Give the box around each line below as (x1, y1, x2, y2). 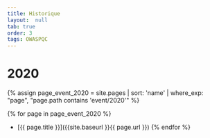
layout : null (7, 17, 49, 24)
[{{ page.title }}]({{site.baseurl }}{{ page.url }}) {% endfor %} (17, 123, 191, 132)
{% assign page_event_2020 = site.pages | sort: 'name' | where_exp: (7, 89, 204, 97)
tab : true (7, 23, 36, 30)
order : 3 (7, 29, 33, 37)
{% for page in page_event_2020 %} (7, 110, 112, 118)
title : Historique (7, 10, 60, 17)
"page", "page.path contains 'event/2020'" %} (7, 96, 140, 105)
